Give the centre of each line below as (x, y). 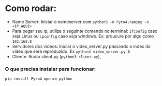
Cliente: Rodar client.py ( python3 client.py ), (56, 56)
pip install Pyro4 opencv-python (39, 79)
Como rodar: (31, 8)
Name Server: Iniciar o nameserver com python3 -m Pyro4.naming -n (80, 22)
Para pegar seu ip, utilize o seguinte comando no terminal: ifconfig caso (85, 31)
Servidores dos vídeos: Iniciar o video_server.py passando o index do (81, 46)
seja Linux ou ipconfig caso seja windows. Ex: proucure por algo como (83, 36)
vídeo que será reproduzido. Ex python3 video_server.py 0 (71, 51)
